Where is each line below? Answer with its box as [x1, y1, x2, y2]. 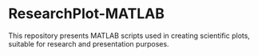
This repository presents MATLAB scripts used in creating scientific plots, [8, 31, 250, 40]
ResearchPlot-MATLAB [8, 5, 165, 23]
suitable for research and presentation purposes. [8, 39, 169, 48]
